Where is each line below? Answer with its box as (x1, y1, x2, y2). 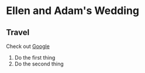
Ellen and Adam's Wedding (6, 4, 139, 18)
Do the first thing (14, 54, 56, 61)
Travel (6, 27, 30, 37)
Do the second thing (14, 60, 64, 67)
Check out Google (6, 43, 50, 50)
